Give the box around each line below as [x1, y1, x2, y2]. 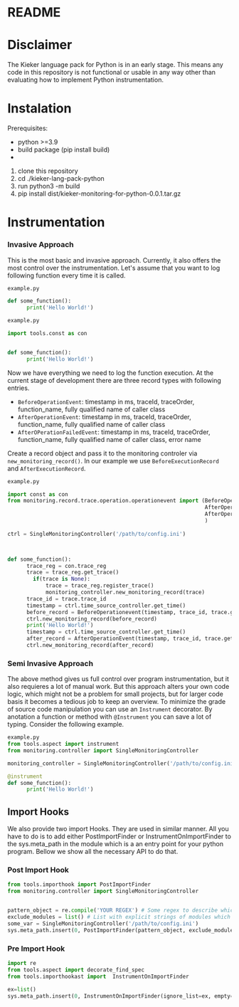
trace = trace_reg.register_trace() [45, 582, 154, 589]
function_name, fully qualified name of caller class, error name [17, 435, 201, 443]
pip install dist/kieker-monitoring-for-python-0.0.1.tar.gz [17, 189, 181, 198]
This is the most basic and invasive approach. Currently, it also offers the [7, 255, 221, 264]
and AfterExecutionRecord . [7, 464, 86, 473]
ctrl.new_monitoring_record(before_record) [26, 615, 158, 623]
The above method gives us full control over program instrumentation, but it [7, 675, 230, 683]
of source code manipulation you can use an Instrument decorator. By [7, 705, 213, 714]
